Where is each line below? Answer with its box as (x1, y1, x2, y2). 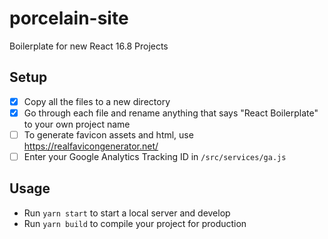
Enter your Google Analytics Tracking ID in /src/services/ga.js (23, 150, 287, 162)
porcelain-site (9, 7, 129, 30)
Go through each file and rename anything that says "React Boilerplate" (23, 107, 319, 119)
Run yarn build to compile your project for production (23, 217, 247, 229)
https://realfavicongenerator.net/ (23, 140, 159, 152)
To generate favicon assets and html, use (23, 128, 194, 141)
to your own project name (23, 118, 131, 130)
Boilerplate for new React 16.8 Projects (9, 40, 169, 52)
